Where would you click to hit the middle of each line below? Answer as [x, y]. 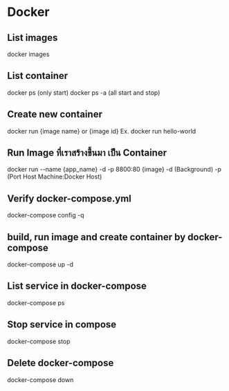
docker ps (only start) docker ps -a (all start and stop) [84, 92]
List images [33, 38]
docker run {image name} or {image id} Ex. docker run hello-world [102, 131]
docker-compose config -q [46, 215]
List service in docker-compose [77, 286]
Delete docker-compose [61, 363]
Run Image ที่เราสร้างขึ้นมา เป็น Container [87, 153]
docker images [28, 54]
